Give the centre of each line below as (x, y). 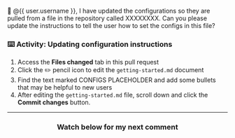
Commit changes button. (54, 102)
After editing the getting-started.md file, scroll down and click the (113, 95)
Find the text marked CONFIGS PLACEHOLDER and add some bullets (116, 80)
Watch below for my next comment (117, 127)
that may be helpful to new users (65, 88)
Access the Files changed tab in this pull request (88, 62)
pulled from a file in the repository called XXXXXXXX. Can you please (107, 18)
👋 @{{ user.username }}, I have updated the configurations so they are (109, 11)
